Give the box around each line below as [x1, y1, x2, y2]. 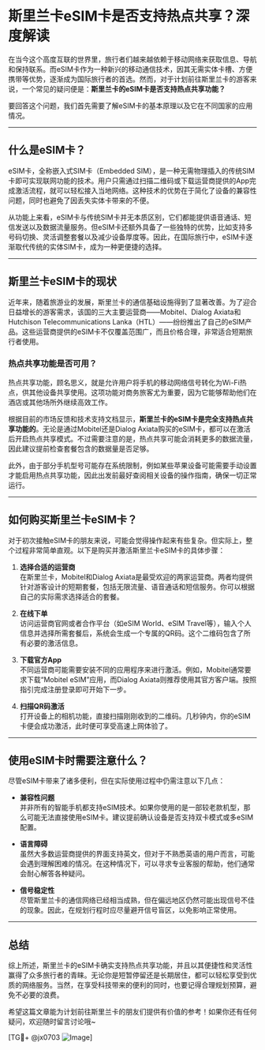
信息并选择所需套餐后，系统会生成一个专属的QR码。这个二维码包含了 [19, 628, 244, 638]
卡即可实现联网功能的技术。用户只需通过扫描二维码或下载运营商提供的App [8, 175, 250, 186]
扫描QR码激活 [19, 701, 65, 711]
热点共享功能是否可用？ [8, 358, 97, 369]
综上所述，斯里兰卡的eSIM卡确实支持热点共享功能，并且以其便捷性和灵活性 [8, 961, 253, 970]
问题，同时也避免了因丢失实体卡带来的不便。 [8, 195, 154, 205]
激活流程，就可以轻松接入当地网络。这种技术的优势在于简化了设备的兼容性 [14, 186, 257, 195]
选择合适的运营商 [19, 562, 76, 572]
